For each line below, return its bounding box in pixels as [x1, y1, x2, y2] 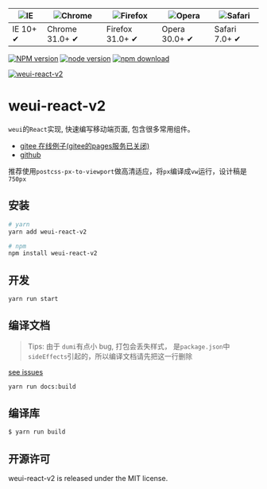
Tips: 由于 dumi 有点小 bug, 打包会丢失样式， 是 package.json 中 [27, 341, 230, 351]
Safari [214, 24, 237, 34]
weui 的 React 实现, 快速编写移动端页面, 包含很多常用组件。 [8, 124, 195, 133]
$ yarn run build [8, 428, 66, 436]
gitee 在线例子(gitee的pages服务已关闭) [19, 141, 150, 150]
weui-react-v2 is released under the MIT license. [8, 474, 168, 483]
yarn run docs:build [8, 383, 77, 391]
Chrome [46, 24, 77, 34]
